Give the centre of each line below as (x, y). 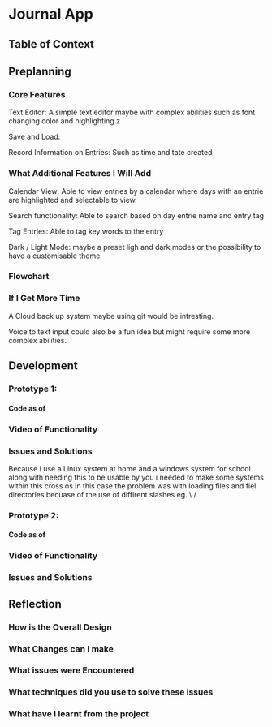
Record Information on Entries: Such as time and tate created (110, 153)
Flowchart (29, 277)
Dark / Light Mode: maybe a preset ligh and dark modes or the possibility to (135, 247)
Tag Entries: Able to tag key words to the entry (86, 231)
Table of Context (52, 44)
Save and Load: (35, 137)
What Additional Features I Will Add (80, 174)
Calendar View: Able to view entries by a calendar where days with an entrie (136, 191)
